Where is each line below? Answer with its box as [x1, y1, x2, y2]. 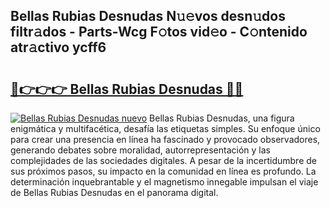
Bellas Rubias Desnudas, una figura [149, 112, 295, 124]
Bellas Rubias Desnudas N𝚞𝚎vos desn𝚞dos [10, 8, 286, 25]
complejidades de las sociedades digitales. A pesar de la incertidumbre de [10, 155, 317, 166]
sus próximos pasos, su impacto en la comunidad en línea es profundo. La [10, 165, 317, 177]
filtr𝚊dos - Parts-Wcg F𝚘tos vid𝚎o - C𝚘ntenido [10, 24, 308, 41]
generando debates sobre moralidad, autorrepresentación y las [10, 144, 271, 156]
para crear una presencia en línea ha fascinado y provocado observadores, [10, 134, 321, 145]
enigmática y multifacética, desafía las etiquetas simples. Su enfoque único [10, 123, 321, 134]
